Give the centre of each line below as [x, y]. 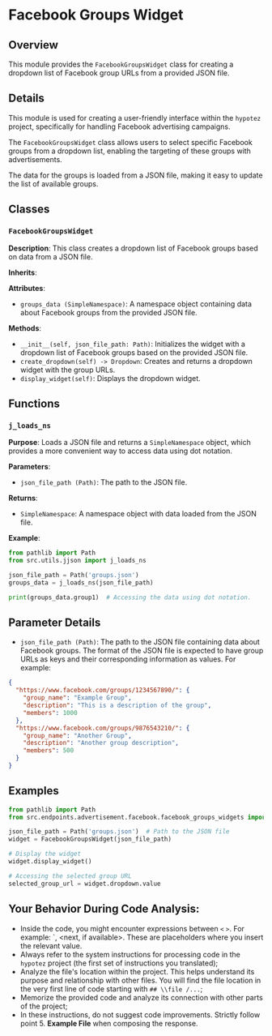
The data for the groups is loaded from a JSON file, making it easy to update [136, 175]
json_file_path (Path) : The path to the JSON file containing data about [140, 642]
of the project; [44, 1006]
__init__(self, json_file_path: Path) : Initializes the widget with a [132, 344]
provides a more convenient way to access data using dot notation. [120, 451]
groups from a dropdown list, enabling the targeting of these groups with [130, 151]
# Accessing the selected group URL [70, 876]
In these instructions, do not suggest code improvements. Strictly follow [140, 1014]
